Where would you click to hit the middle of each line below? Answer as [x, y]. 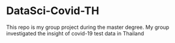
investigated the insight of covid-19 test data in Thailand [75, 33]
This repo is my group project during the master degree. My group [88, 27]
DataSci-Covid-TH [53, 11]
